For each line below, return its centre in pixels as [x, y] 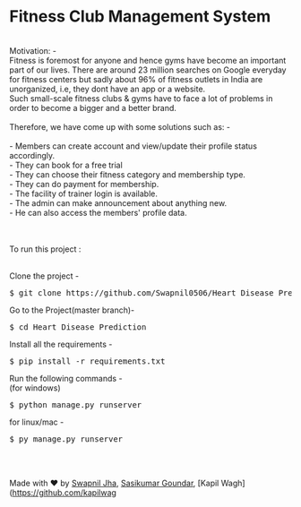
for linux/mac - [37, 422]
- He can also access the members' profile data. [99, 212]
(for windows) [35, 388]
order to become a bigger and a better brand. [93, 107]
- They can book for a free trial [66, 165]
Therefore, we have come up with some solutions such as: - [120, 126]
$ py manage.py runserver [66, 439]
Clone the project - [44, 276]
